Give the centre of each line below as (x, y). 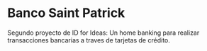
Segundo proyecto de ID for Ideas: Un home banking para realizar (103, 33)
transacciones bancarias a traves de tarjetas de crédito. (89, 40)
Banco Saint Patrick (66, 13)
